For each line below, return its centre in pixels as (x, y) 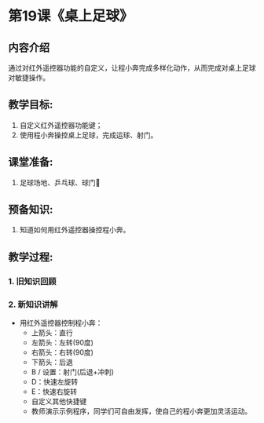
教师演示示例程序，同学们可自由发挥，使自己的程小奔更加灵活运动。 (141, 411)
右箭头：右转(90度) (62, 352)
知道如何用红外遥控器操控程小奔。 (75, 230)
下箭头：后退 (52, 363)
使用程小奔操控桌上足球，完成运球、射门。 (88, 135)
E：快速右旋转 (54, 392)
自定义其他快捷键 (59, 402)
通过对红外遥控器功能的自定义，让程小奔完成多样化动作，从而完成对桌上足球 (132, 68)
